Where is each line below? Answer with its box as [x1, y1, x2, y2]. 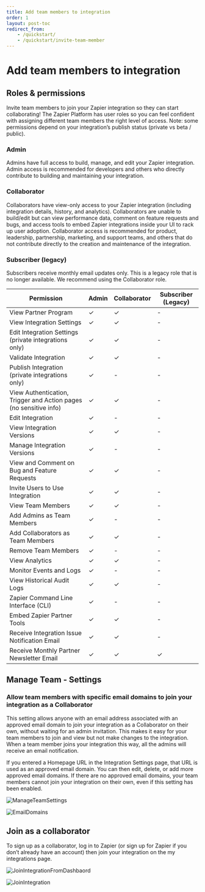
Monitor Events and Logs [9, 566, 81, 575]
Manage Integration [9, 441, 66, 449]
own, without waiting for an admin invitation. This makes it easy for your [6, 727, 187, 734]
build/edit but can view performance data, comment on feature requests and [6, 214, 199, 222]
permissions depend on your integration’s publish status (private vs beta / [6, 123, 192, 131]
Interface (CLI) [9, 601, 52, 609]
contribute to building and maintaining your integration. [6, 172, 145, 179]
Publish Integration [9, 363, 63, 371]
